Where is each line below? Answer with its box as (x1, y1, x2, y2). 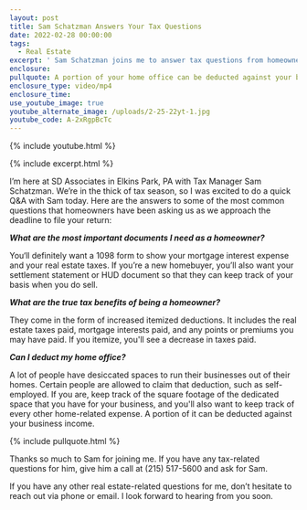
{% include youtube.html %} (9, 141, 116, 152)
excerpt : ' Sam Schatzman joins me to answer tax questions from (9, 56, 263, 65)
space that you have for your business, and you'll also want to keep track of (9, 398, 295, 409)
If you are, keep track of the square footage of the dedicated (50, 389, 280, 400)
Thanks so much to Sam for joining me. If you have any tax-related (9, 453, 260, 464)
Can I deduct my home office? (9, 352, 126, 363)
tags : (9, 38, 30, 48)
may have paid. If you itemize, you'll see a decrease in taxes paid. (9, 335, 257, 345)
